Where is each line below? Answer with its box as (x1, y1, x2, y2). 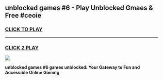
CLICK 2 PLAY (5, 44, 39, 51)
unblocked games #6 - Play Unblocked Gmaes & (5, 4, 153, 12)
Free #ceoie (5, 12, 42, 20)
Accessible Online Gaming (5, 69, 60, 75)
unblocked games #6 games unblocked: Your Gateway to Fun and (5, 64, 140, 70)
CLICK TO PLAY (5, 26, 43, 33)
